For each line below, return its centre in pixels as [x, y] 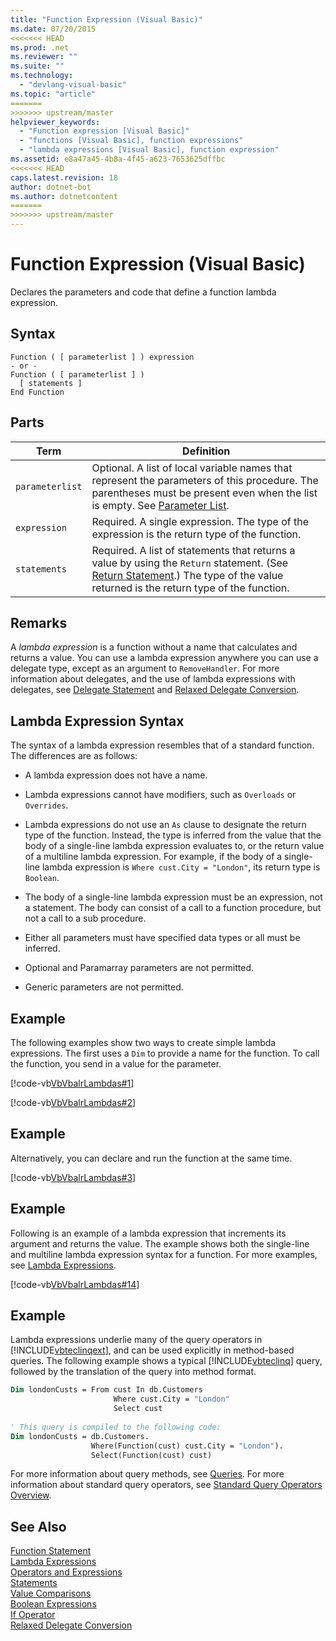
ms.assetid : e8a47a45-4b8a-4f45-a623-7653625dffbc [118, 159]
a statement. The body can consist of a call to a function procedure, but [173, 908]
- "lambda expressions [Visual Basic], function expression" [149, 150]
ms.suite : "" [37, 66]
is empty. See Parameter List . [160, 505]
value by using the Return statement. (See [190, 563]
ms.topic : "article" [53, 94]
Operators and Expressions [66, 1572]
